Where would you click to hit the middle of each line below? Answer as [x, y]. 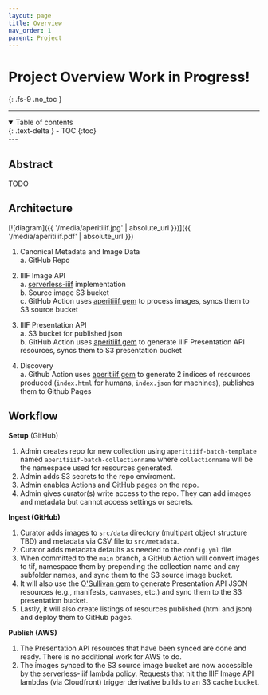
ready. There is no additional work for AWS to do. [100, 656]
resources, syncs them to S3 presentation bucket [100, 350]
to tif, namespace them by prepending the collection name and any [130, 566]
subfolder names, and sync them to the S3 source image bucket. [126, 575]
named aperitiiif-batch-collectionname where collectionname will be [136, 459]
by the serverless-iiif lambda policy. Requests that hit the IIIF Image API [137, 673]
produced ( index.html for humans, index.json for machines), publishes [137, 383]
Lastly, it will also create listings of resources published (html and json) [136, 609]
